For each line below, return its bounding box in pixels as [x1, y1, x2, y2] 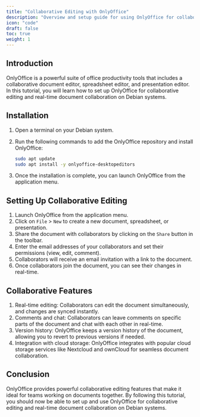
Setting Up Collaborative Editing [6, 195, 128, 206]
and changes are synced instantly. [14, 308, 99, 315]
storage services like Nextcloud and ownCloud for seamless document [14, 346, 189, 353]
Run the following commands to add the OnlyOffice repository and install [14, 138, 193, 145]
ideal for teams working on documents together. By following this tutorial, [6, 391, 186, 399]
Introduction [6, 58, 54, 69]
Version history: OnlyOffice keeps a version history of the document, [14, 327, 183, 334]
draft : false [6, 25, 39, 32]
